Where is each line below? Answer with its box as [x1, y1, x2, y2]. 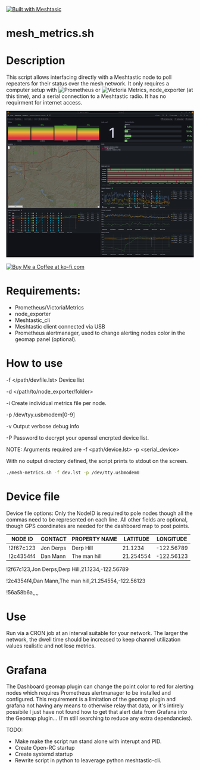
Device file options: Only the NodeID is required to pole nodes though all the [6, 510, 193, 517]
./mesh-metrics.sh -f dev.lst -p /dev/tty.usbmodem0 [6, 470, 140, 476]
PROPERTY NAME [71, 535, 118, 543]
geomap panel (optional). [14, 336, 77, 343]
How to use [6, 357, 63, 370]
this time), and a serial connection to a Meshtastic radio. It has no [6, 93, 167, 100]
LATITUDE [124, 535, 150, 543]
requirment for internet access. [6, 99, 83, 106]
